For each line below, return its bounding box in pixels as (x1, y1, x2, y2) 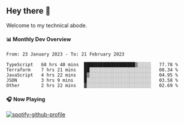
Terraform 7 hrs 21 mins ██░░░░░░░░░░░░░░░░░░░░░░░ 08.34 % (6, 67, 179, 73)
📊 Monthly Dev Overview (6, 36, 71, 43)
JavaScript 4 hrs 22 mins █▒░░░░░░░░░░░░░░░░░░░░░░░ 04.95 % (6, 72, 179, 78)
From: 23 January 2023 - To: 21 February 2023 (6, 51, 125, 57)
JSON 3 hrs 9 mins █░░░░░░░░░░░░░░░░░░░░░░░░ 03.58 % (6, 77, 179, 83)
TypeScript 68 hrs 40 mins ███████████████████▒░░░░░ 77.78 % (6, 62, 179, 68)
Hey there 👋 (6, 6, 51, 16)
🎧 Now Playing (6, 95, 46, 103)
